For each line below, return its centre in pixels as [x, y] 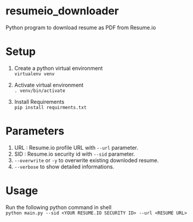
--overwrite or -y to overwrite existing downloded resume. [86, 160]
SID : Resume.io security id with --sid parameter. [74, 154]
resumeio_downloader [62, 11]
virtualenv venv [34, 74]
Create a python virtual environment [58, 68]
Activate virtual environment [49, 85]
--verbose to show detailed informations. [64, 166]
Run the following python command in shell [58, 207]
